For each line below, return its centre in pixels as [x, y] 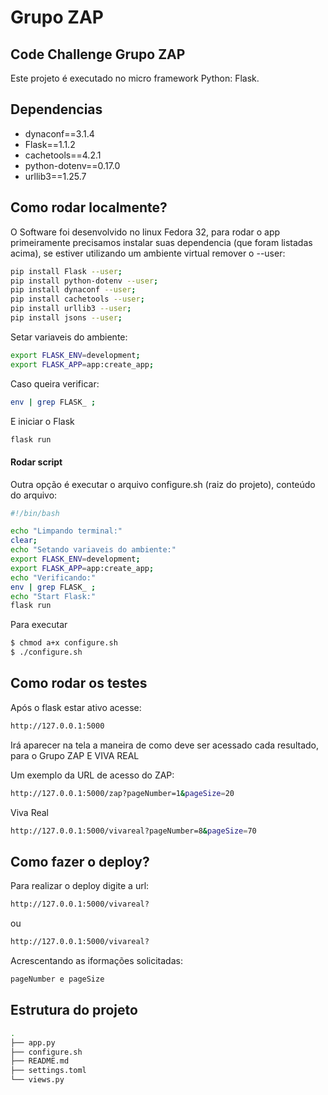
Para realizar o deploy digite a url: [80, 886]
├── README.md [40, 1061]
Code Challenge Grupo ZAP [98, 54]
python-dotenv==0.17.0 [72, 165]
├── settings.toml [48, 1071]
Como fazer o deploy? [80, 861]
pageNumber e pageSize [57, 979]
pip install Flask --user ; [66, 271]
